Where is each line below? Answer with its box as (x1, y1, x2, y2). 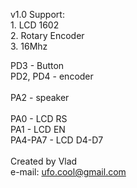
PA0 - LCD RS (10, 113, 68, 124)
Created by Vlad (10, 155, 78, 167)
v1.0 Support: (10, 9, 65, 20)
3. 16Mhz (10, 40, 48, 52)
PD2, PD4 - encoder (10, 70, 94, 82)
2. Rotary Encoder (10, 30, 85, 41)
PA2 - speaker (10, 92, 70, 103)
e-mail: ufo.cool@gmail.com (10, 166, 127, 178)
